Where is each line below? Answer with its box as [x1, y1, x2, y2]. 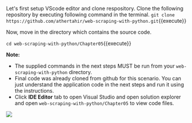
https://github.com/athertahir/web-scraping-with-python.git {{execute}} [6, 17, 187, 24]
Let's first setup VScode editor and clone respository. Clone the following [6, 5, 184, 12]
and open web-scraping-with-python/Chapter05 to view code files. [14, 100, 174, 107]
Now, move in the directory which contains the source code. [6, 29, 151, 36]
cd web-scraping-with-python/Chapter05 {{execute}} [6, 40, 132, 47]
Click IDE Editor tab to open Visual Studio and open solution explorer [14, 93, 181, 100]
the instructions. [14, 87, 54, 94]
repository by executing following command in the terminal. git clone [6, 11, 175, 18]
